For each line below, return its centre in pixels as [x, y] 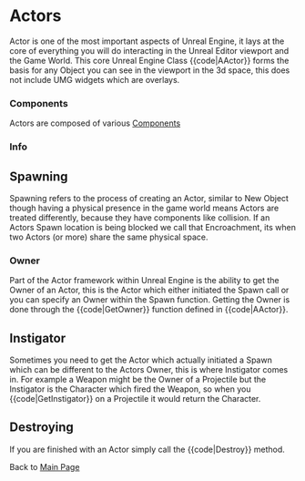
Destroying [42, 428]
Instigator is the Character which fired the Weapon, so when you [130, 389]
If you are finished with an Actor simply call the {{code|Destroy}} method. [147, 449]
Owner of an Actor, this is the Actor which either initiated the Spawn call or [149, 290]
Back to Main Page [45, 466]
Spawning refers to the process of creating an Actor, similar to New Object [149, 198]
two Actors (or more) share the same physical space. [109, 237]
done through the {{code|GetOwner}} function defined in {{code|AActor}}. [149, 310]
